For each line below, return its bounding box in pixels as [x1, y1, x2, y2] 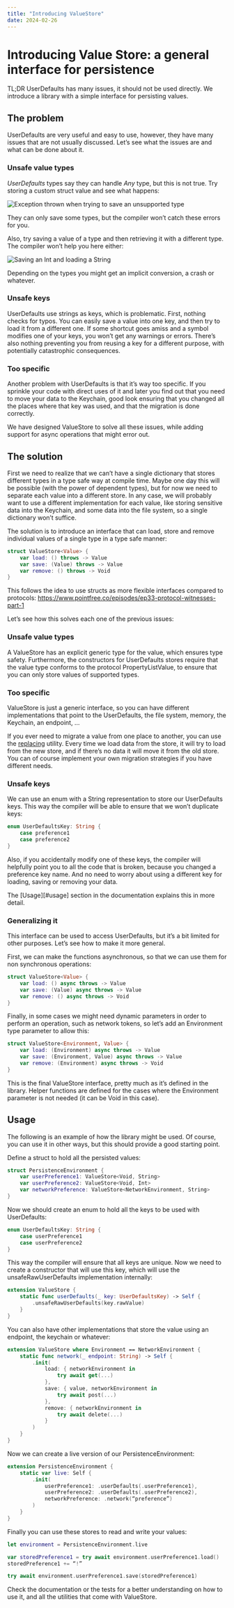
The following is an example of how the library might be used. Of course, [7, 1132, 217, 1141]
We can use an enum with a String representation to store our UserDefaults [7, 795, 223, 803]
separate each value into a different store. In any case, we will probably [7, 491, 212, 499]
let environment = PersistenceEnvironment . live [7, 1541, 148, 1548]
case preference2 [19, 836, 70, 843]
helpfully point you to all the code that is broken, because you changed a [7, 862, 217, 871]
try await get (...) [56, 1372, 114, 1379]
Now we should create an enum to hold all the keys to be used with [7, 1205, 200, 1214]
